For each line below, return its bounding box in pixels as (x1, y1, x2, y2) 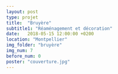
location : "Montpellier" (6, 36, 68, 42)
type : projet (6, 14, 39, 20)
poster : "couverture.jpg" (6, 58, 70, 64)
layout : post (6, 8, 39, 15)
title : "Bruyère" (6, 20, 52, 26)
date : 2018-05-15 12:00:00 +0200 (6, 31, 94, 37)
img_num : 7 (6, 48, 33, 54)
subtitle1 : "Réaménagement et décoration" (6, 25, 113, 32)
